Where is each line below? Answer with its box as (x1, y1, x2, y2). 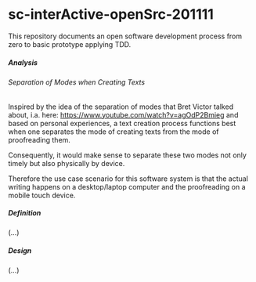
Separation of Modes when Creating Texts (8, 77, 146, 87)
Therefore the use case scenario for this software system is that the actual (8, 174, 249, 183)
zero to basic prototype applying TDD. (8, 39, 132, 49)
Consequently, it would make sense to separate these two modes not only (8, 150, 247, 160)
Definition (8, 208, 41, 218)
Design (8, 246, 32, 255)
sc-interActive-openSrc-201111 (8, 5, 214, 23)
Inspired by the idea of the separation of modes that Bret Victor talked (8, 102, 233, 111)
